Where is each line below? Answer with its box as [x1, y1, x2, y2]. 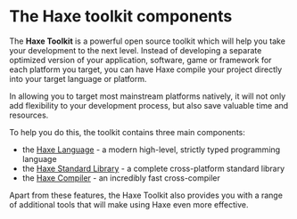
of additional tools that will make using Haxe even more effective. [9, 199, 249, 210]
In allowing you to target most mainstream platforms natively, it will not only [9, 91, 286, 101]
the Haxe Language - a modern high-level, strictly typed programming [21, 144, 281, 155]
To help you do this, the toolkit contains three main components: [9, 126, 245, 137]
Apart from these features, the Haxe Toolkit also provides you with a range [9, 190, 284, 200]
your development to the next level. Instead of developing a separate [9, 45, 262, 55]
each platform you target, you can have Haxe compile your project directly [9, 64, 283, 75]
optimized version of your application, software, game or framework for [9, 54, 272, 65]
